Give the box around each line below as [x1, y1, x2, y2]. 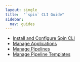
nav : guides [10, 21, 35, 27]
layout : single [5, 7, 37, 13]
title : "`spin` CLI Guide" [5, 12, 65, 17]
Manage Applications [12, 41, 57, 47]
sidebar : [5, 17, 24, 22]
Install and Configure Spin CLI [12, 35, 75, 41]
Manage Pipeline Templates [12, 51, 71, 57]
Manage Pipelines [12, 46, 50, 52]
